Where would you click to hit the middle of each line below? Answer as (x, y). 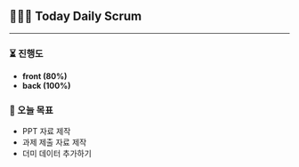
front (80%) (44, 76)
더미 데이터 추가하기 (57, 154)
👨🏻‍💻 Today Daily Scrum (76, 16)
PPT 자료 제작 (46, 131)
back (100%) (46, 86)
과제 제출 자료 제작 (54, 142)
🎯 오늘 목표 (31, 110)
